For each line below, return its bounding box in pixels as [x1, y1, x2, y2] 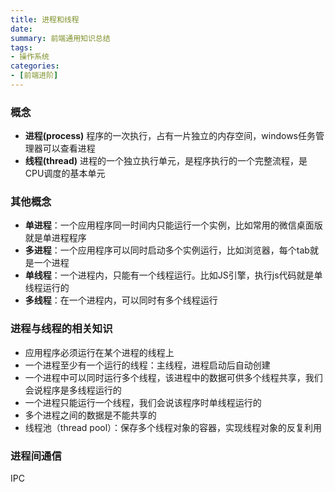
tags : [10, 42, 33, 53]
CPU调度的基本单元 [24, 167, 106, 180]
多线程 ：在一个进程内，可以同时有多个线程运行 [24, 294, 218, 306]
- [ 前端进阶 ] [10, 71, 59, 81]
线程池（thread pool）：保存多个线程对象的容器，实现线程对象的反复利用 [24, 421, 323, 433]
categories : [10, 61, 60, 71]
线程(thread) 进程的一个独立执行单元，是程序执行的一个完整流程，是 [24, 155, 308, 167]
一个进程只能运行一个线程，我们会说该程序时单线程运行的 [24, 396, 262, 408]
